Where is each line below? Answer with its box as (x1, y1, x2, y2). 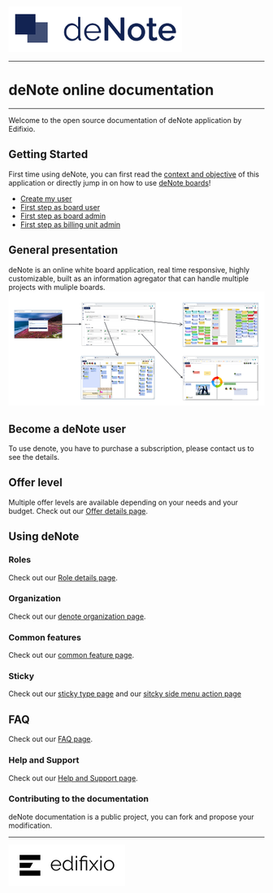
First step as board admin (19, 211, 106, 221)
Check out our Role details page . (8, 572, 118, 582)
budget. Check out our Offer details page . (8, 506, 149, 515)
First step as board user (19, 202, 100, 212)
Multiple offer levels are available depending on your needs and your (8, 497, 238, 507)
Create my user (19, 194, 72, 204)
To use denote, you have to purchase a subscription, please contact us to (8, 444, 254, 453)
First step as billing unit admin (19, 219, 121, 230)
